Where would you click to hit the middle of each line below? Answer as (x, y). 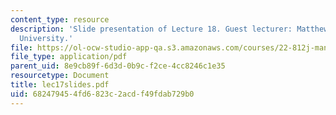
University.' (46, 38)
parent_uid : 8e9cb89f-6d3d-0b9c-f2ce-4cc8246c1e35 (118, 66)
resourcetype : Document (60, 76)
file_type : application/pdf (69, 57)
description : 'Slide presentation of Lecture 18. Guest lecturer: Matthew (169, 29)
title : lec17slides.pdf (60, 85)
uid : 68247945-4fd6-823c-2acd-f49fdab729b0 (102, 94)
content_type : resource (60, 19)
